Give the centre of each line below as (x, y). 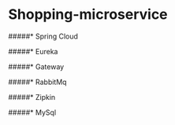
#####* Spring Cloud (43, 36)
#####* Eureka (33, 51)
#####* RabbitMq (37, 82)
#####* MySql (32, 112)
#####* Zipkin (32, 97)
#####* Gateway (36, 66)
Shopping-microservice (88, 15)
